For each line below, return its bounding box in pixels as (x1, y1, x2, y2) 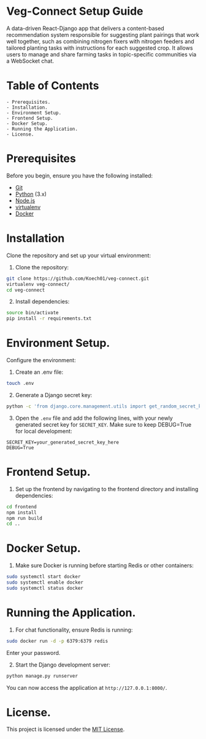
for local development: (15, 427, 72, 435)
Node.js (15, 196, 36, 204)
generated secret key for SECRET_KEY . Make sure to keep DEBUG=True (15, 420, 192, 428)
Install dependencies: (15, 298, 70, 305)
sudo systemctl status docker (6, 585, 84, 591)
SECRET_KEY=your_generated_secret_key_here (6, 439, 120, 446)
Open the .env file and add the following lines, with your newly (15, 414, 173, 422)
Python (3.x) (15, 190, 47, 198)
